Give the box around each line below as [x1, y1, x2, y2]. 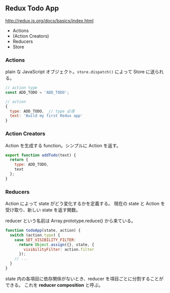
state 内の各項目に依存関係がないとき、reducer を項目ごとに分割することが [5, 275, 164, 282]
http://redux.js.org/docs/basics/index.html [5, 17, 94, 23]
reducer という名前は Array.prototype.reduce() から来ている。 [5, 218, 136, 224]
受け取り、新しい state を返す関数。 [5, 207, 80, 213]
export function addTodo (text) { [5, 152, 76, 157]
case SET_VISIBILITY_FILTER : [14, 237, 76, 243]
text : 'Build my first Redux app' [10, 113, 83, 119]
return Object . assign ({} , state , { [18, 242, 95, 247]
